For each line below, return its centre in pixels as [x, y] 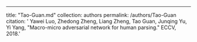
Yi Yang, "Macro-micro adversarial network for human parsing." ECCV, [91, 27]
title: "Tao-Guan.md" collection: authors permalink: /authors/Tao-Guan [91, 15]
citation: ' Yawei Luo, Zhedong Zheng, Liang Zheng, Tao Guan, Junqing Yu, [96, 21]
